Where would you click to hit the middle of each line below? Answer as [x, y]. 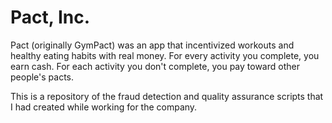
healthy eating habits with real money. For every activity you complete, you [165, 55]
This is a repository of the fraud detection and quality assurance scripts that [167, 96]
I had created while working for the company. [104, 107]
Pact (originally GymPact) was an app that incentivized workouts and [152, 45]
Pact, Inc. [50, 17]
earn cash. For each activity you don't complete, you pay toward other [155, 66]
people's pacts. [42, 77]
